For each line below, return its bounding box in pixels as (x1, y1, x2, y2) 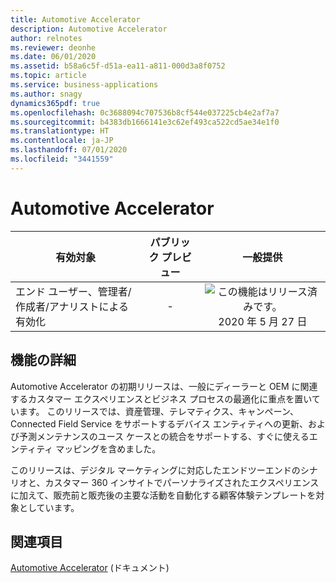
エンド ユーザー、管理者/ (15, 284, 132, 298)
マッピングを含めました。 (55, 442, 162, 455)
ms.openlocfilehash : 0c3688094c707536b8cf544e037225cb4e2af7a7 (10, 107, 280, 118)
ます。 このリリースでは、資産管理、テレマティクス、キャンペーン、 (18, 405, 300, 417)
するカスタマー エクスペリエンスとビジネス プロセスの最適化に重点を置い (10, 392, 312, 405)
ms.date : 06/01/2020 (10, 52, 97, 62)
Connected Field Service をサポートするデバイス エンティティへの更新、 (10, 417, 308, 430)
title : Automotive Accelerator (10, 14, 141, 25)
